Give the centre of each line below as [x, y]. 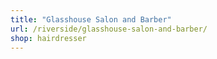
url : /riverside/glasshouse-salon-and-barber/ [109, 29]
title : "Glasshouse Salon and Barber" [91, 19]
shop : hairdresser [48, 38]
